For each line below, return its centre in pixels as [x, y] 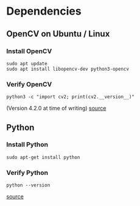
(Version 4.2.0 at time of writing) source [56, 108]
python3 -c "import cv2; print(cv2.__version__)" [71, 97]
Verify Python [27, 172]
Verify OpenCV [29, 84]
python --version [28, 185]
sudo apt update [27, 63]
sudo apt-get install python [43, 157]
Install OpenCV [29, 51]
